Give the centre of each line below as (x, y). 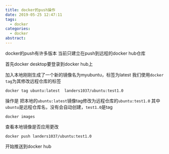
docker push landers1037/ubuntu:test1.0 (49, 136)
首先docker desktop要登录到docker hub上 (49, 64)
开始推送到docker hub (28, 146)
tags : (11, 19)
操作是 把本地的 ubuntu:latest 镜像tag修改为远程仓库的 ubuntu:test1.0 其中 (83, 101)
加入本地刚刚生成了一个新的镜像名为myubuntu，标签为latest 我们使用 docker (84, 74)
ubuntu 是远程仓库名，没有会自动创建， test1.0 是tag (59, 107)
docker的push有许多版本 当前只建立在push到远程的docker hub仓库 (75, 53)
